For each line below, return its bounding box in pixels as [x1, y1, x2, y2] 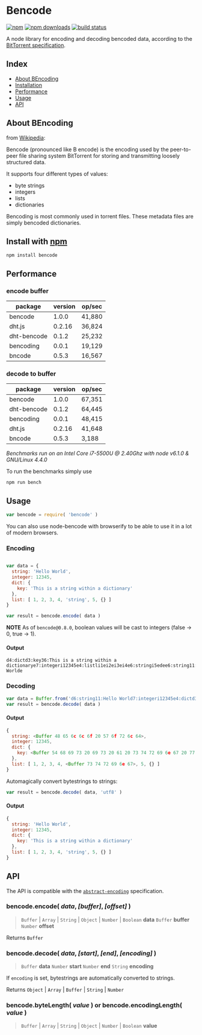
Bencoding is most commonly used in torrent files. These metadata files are [6, 212, 194, 220]
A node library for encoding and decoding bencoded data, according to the [6, 35, 192, 42]
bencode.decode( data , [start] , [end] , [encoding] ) [6, 949, 157, 957]
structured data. [6, 158, 46, 165]
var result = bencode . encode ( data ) [6, 613, 101, 619]
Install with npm [6, 236, 67, 247]
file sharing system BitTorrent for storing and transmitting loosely [19, 152, 180, 159]
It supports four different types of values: [6, 170, 108, 178]
